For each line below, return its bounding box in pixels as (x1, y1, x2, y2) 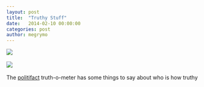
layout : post (6, 9, 40, 15)
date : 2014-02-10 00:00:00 (6, 20, 81, 26)
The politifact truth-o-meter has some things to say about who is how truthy (6, 74, 198, 81)
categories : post (6, 26, 51, 32)
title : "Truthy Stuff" (6, 15, 67, 21)
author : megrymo (6, 32, 48, 38)
